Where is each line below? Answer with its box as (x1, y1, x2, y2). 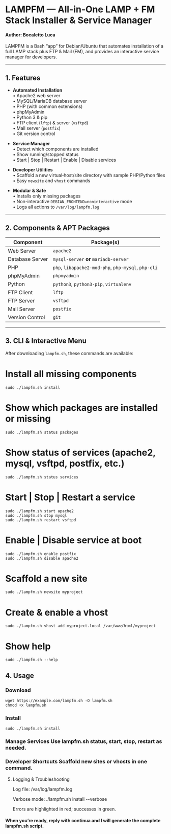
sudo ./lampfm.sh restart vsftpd (5, 517, 76, 522)
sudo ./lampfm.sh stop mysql (5, 513, 67, 518)
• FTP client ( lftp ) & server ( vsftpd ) (12, 120, 89, 126)
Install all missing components (5, 368, 137, 380)
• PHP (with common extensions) (12, 103, 83, 109)
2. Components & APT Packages (5, 224, 110, 232)
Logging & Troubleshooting (12, 776, 70, 782)
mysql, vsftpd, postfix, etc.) (5, 457, 125, 469)
